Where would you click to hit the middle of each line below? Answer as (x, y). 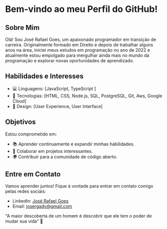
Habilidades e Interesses (44, 76)
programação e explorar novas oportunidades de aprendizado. (70, 60)
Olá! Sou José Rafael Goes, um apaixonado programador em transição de (81, 39)
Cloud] (19, 101)
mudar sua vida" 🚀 (24, 221)
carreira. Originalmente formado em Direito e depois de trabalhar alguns (79, 45)
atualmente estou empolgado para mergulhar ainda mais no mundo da (77, 55)
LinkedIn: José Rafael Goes (40, 201)
